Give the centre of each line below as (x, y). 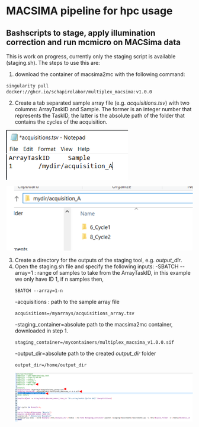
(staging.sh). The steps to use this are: (53, 63)
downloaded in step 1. (41, 331)
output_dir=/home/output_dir (51, 365)
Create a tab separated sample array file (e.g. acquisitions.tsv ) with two (102, 103)
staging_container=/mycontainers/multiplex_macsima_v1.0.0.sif (94, 342)
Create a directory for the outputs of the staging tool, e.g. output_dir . (98, 260)
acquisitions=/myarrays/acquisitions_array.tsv (74, 313)
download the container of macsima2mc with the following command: (100, 74)
